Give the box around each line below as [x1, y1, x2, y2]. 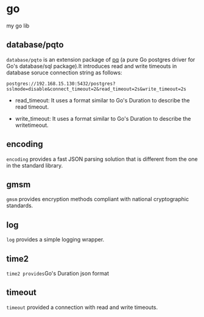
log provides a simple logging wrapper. [6, 236, 105, 243]
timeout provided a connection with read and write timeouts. [6, 304, 158, 311]
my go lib [6, 22, 30, 29]
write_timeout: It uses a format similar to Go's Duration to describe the [15, 115, 191, 122]
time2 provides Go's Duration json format [6, 270, 110, 277]
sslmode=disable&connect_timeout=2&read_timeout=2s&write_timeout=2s [6, 86, 187, 92]
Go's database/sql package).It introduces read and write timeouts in [6, 62, 177, 69]
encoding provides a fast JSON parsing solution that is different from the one [6, 155, 198, 163]
